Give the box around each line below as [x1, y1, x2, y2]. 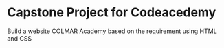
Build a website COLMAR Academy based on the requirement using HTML [7, 27, 218, 35]
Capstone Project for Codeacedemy [7, 5, 216, 20]
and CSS [7, 34, 32, 42]
